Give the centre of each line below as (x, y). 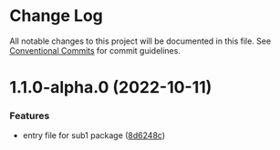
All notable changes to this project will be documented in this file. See (140, 41)
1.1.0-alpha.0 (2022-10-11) (111, 88)
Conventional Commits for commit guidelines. (95, 50)
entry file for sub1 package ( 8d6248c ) (94, 135)
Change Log (56, 16)
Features (30, 116)
